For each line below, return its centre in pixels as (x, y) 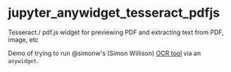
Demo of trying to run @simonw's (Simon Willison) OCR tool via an (105, 53)
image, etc (23, 39)
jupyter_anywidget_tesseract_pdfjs (114, 13)
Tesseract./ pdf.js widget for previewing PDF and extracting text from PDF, (116, 32)
